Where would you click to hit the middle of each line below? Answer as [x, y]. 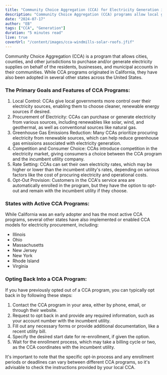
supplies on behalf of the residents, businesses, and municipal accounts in [82, 67]
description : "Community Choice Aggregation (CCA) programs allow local [82, 14]
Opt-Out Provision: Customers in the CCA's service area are [74, 180]
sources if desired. [32, 112]
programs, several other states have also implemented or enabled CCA [78, 220]
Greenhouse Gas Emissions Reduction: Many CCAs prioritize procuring [85, 133]
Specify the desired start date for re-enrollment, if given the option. [81, 336]
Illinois [19, 234]
